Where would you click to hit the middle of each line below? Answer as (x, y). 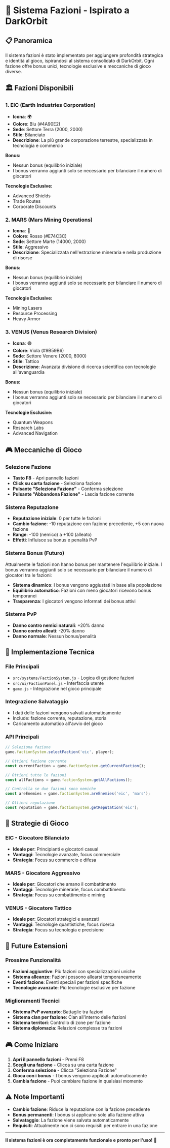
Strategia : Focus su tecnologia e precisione (58, 930)
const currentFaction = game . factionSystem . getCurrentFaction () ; (75, 766)
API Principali (22, 737)
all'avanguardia (28, 372)
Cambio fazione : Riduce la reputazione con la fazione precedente (81, 1109)
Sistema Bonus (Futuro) (35, 553)
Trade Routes (27, 201)
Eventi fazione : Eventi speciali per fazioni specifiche (67, 982)
